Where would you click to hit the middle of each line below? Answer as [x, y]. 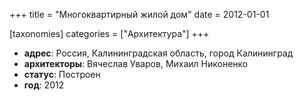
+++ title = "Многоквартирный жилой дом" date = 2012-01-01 [139, 14]
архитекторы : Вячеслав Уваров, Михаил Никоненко [136, 63]
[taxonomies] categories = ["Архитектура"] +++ [109, 33]
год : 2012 [44, 85]
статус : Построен [62, 74]
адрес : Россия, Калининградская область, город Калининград [158, 53]
